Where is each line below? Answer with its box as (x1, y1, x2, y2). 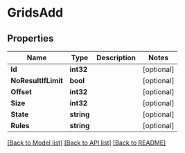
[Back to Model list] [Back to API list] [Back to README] (7, 138, 166, 147)
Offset (10, 87, 33, 96)
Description (96, 53, 136, 62)
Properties (7, 33, 54, 44)
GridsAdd (7, 5, 64, 21)
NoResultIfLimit (10, 76, 64, 85)
